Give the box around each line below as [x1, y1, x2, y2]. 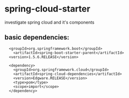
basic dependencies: [4, 33, 70, 42]
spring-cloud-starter [4, 3, 91, 14]
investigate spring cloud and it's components [4, 19, 95, 25]
